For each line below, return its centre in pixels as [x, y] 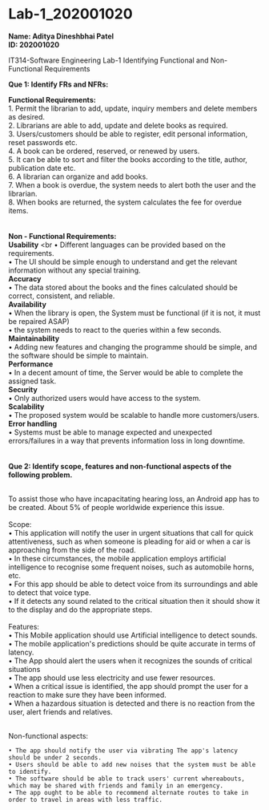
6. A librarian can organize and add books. [78, 176]
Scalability [26, 407]
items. [18, 210]
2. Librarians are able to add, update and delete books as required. [118, 125]
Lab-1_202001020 [71, 14]
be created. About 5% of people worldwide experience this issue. [116, 507]
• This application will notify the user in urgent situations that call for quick [131, 533]
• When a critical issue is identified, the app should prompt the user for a [128, 686]
